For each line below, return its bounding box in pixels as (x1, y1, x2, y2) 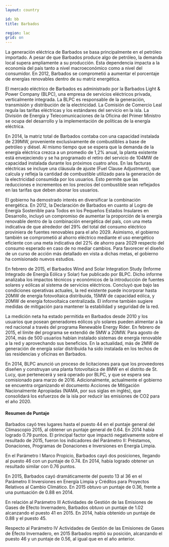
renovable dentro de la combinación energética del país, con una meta (5, 218, 152, 224)
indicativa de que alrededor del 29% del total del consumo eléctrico (5, 224, 146, 230)
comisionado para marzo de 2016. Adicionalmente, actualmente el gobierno (5, 377, 162, 383)
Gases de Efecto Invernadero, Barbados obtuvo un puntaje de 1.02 (5, 504, 144, 511)
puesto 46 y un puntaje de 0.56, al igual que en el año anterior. (5, 536, 135, 542)
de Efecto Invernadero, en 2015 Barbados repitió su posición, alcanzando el (5, 530, 162, 537)
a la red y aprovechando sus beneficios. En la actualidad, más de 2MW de (5, 340, 159, 346)
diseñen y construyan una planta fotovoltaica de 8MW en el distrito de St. (5, 366, 158, 372)
